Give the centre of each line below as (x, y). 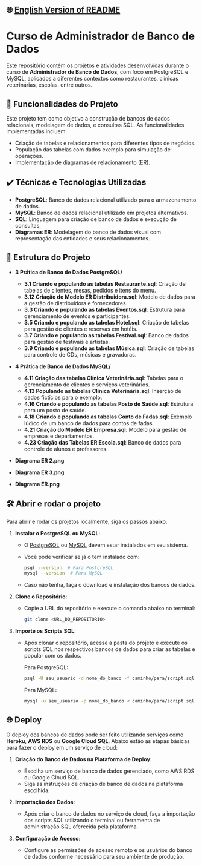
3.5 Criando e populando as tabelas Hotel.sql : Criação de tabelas (106, 322)
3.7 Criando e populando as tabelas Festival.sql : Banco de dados (106, 335)
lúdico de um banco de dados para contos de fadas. (89, 423)
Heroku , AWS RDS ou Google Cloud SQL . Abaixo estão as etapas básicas (98, 741)
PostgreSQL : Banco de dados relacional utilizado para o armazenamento (106, 200)
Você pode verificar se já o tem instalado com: (82, 557)
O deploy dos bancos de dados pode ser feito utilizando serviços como (95, 735)
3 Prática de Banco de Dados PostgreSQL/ (68, 272)
